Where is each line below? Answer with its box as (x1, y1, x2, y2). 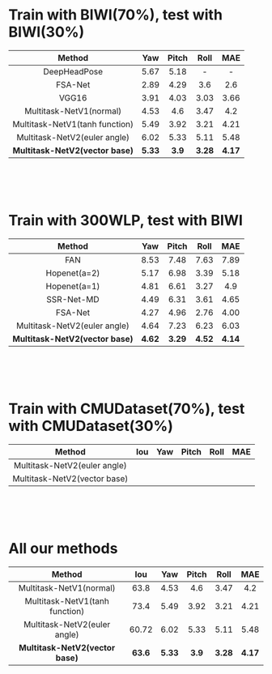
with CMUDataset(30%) (8, 417, 174, 435)
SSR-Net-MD (46, 293, 100, 305)
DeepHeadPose (43, 66, 104, 77)
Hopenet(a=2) (45, 267, 100, 279)
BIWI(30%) (8, 23, 85, 41)
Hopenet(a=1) (45, 280, 100, 292)
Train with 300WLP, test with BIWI (8, 211, 243, 230)
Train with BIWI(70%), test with (8, 6, 223, 24)
